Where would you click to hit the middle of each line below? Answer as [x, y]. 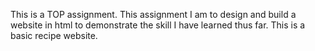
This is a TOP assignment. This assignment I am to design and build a [153, 14]
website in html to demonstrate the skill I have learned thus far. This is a [158, 25]
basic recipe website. [54, 35]
